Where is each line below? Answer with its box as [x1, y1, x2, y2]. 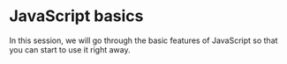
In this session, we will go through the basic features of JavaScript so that [9, 35, 278, 46]
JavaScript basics [9, 6, 144, 26]
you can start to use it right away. [9, 44, 131, 54]
